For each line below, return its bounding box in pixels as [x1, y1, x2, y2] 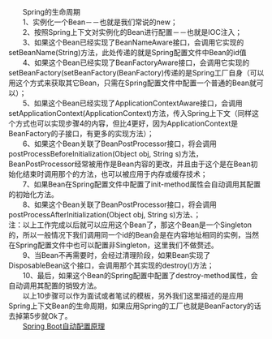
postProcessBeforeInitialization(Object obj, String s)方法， [8, 149, 203, 158]
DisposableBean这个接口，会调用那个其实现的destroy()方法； [8, 260, 214, 270]
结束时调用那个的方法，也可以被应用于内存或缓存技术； [22, 169, 208, 178]
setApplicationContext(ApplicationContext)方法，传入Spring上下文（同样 [8, 109, 253, 118]
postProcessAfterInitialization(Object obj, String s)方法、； [8, 210, 201, 219]
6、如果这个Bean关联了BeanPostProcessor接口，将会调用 [23, 139, 218, 148]
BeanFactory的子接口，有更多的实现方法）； [8, 129, 154, 138]
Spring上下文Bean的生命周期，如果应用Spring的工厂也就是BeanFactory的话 [8, 301, 261, 311]
